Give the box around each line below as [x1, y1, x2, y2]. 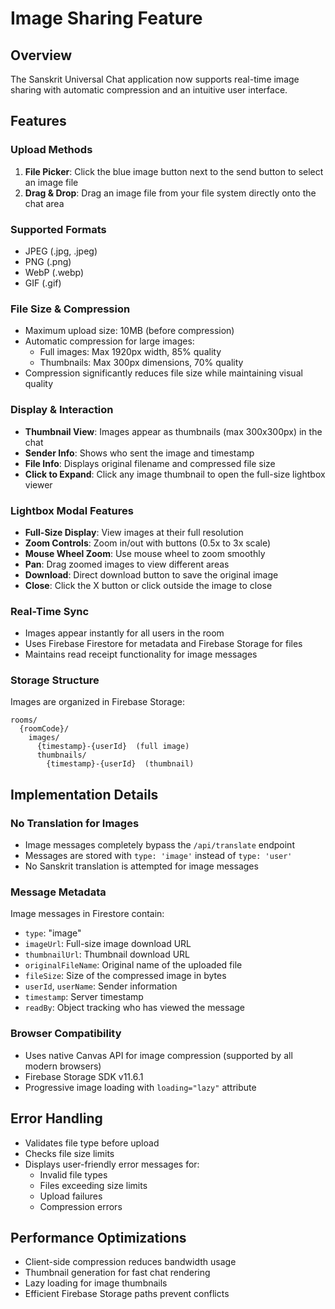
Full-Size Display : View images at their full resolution [24, 526, 244, 538]
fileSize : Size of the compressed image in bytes [24, 970, 227, 982]
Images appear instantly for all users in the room [24, 627, 225, 639]
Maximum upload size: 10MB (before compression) [24, 325, 235, 337]
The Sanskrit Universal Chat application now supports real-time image [10, 73, 300, 85]
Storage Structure [10, 673, 100, 687]
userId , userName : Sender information [24, 980, 178, 992]
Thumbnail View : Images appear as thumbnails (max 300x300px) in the [24, 425, 323, 437]
